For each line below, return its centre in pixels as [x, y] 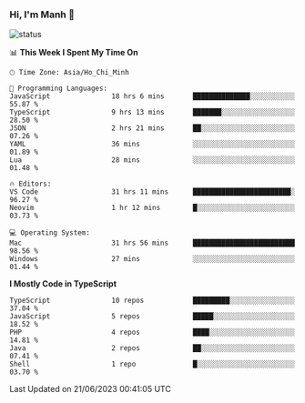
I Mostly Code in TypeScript [63, 284]
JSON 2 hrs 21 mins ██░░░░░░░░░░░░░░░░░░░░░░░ [152, 128]
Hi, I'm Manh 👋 [42, 15]
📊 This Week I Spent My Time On [74, 53]
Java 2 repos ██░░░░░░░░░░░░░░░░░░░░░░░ [152, 348]
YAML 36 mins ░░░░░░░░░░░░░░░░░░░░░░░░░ [152, 145]
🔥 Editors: [30, 184]
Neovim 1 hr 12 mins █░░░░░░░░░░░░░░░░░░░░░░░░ [152, 208]
